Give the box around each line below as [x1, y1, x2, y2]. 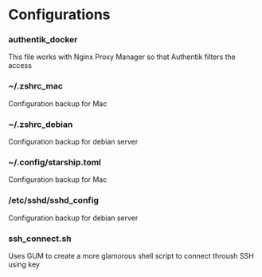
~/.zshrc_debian [8, 118, 73, 129]
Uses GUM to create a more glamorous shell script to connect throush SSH [8, 251, 255, 260]
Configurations [8, 6, 111, 24]
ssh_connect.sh [8, 233, 72, 244]
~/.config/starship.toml [8, 157, 102, 168]
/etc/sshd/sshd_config [8, 195, 100, 206]
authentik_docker [8, 34, 78, 46]
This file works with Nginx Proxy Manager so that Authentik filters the [8, 52, 237, 61]
